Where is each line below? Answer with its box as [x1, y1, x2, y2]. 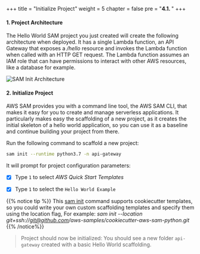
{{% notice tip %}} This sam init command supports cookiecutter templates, [6, 198, 193, 205]
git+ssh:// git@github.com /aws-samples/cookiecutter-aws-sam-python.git [6, 217, 190, 224]
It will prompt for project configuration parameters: [6, 162, 131, 170]
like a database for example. [6, 64, 76, 71]
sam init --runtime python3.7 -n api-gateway [6, 151, 121, 158]
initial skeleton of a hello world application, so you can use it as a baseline [6, 122, 188, 129]
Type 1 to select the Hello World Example [14, 186, 116, 193]
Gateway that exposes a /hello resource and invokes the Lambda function [6, 45, 187, 52]
